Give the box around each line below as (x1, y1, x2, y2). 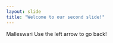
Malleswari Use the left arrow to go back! (6, 30, 107, 37)
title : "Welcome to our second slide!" (6, 14, 105, 20)
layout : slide (6, 8, 42, 15)
